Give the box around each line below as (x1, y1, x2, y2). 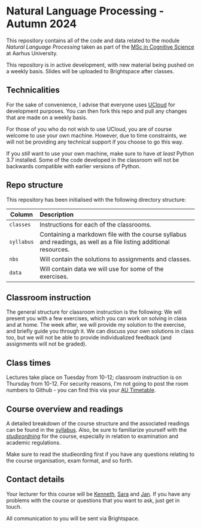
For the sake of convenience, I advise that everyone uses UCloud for (6, 101, 175, 108)
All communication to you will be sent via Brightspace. (6, 515, 139, 522)
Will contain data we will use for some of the (39, 264, 164, 273)
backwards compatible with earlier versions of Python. (6, 162, 141, 169)
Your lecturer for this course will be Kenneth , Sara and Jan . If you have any (6, 490, 191, 497)
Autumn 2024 (6, 17, 77, 31)
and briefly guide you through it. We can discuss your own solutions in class (6, 327, 194, 335)
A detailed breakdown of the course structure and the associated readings (6, 420, 190, 427)
